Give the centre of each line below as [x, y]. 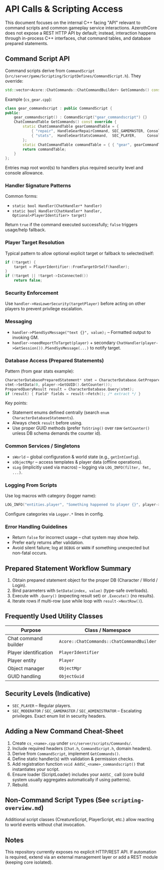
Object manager [26, 668]
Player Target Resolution [35, 242]
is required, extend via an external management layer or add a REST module [82, 857]
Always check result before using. [47, 423]
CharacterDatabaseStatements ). [43, 418]
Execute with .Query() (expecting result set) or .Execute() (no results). [83, 596]
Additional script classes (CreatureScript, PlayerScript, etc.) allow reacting [80, 820]
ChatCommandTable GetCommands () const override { [65, 122]
